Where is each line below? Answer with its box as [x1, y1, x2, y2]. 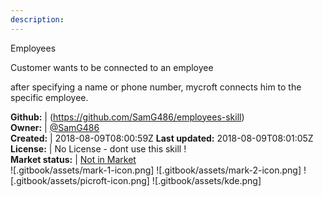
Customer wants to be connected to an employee [10, 61, 214, 73]
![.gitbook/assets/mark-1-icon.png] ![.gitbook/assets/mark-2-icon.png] [10, 164, 302, 176]
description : [10, 14, 65, 25]
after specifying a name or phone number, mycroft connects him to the [10, 81, 302, 93]
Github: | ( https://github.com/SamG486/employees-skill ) [10, 111, 245, 123]
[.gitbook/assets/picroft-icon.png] [10, 174, 150, 186]
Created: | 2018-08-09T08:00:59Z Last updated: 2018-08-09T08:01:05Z [10, 132, 314, 144]
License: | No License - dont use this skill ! [10, 142, 187, 155]
